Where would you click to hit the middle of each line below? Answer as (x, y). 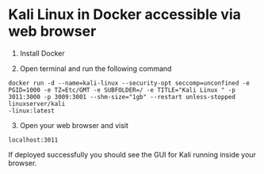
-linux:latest (32, 111)
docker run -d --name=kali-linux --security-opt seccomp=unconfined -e (129, 83)
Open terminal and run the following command (96, 68)
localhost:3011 (33, 140)
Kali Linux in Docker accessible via (125, 15)
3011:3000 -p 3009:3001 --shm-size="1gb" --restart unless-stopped (122, 96)
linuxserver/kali (37, 104)
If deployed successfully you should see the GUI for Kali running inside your (132, 154)
